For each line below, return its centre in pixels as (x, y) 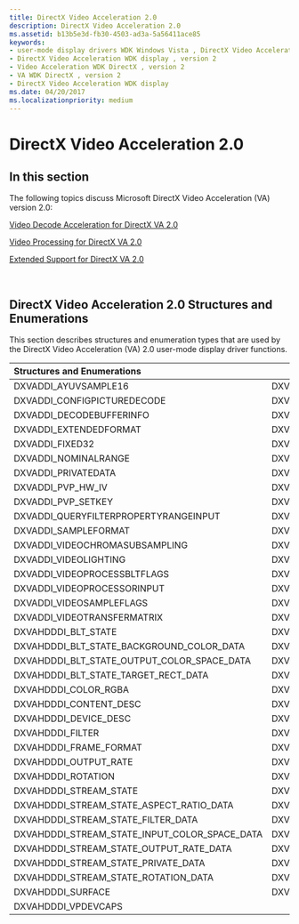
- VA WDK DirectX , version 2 (65, 76)
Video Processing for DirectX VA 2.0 (76, 242)
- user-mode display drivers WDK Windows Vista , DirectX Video (131, 51)
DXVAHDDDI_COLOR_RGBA (72, 690)
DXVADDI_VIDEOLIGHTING (70, 559)
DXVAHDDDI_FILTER (57, 733)
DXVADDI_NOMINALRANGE (72, 459)
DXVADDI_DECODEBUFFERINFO (81, 415)
